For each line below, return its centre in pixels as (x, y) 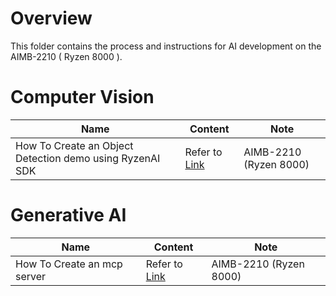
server (31, 276)
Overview (51, 18)
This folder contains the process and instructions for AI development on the (166, 46)
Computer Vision (82, 97)
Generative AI (68, 215)
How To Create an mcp (69, 264)
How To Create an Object (74, 145)
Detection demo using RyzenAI (88, 158)
